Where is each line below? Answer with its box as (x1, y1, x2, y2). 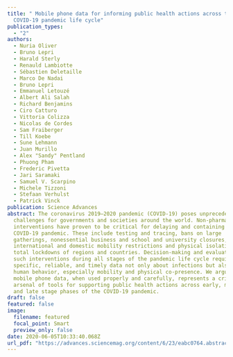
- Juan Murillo (13, 146, 58, 153)
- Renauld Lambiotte (13, 62, 73, 69)
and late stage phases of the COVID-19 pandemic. (13, 288, 159, 295)
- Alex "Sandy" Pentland (13, 152, 85, 160)
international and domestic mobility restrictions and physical (13, 242, 203, 250)
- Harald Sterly (13, 56, 60, 63)
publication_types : (7, 23, 64, 30)
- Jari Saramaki (13, 172, 60, 178)
